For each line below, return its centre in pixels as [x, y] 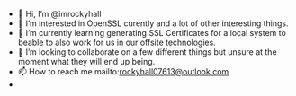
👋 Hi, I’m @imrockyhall [59, 14]
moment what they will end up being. [86, 61]
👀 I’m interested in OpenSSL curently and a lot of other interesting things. [153, 23]
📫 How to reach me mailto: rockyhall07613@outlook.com [123, 71]
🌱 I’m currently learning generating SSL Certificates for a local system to [152, 33]
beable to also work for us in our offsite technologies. [117, 42]
